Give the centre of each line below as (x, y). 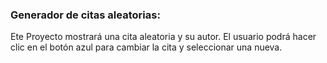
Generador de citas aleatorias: (85, 15)
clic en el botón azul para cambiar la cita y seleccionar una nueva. (146, 47)
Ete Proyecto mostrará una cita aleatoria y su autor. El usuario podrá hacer (163, 37)
